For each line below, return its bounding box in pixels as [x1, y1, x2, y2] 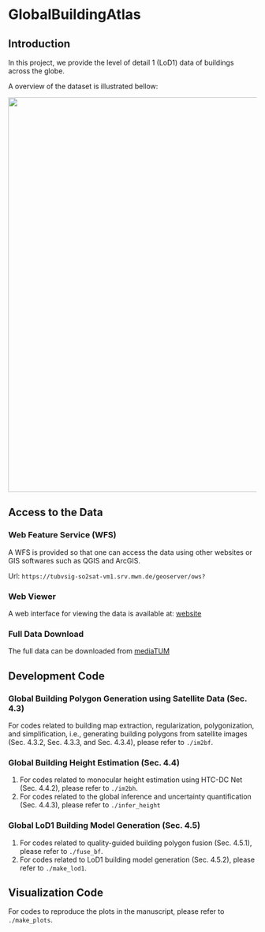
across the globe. [8, 66, 65, 76]
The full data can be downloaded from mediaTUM [8, 646, 170, 656]
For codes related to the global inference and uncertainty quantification [19, 792, 252, 802]
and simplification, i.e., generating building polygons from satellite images [8, 728, 248, 739]
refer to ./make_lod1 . [19, 863, 87, 873]
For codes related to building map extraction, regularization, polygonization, [8, 721, 255, 730]
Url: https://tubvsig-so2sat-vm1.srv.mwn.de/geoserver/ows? [8, 571, 206, 581]
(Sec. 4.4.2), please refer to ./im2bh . [19, 784, 138, 793]
